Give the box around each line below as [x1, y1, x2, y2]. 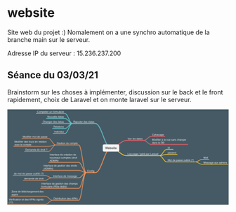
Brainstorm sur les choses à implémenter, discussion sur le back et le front [7, 87, 223, 96]
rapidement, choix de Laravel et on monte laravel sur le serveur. [7, 95, 192, 104]
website [7, 5, 55, 21]
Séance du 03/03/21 [7, 69, 98, 81]
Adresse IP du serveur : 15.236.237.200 [7, 49, 122, 57]
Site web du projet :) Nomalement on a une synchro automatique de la [7, 28, 210, 36]
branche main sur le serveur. [7, 35, 90, 43]
